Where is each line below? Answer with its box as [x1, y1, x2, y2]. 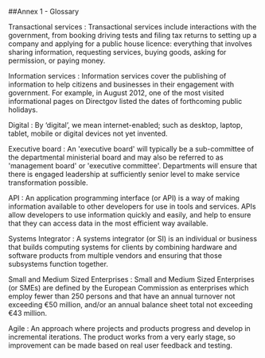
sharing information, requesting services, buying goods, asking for [8, 48, 227, 56]
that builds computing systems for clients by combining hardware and [8, 242, 237, 252]
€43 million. [8, 309, 48, 318]
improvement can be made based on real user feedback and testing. [8, 341, 233, 350]
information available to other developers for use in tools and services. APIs [8, 202, 256, 211]
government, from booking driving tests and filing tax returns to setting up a [8, 31, 257, 40]
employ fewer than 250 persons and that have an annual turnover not [8, 291, 236, 301]
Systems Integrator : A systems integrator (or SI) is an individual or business [8, 234, 257, 243]
